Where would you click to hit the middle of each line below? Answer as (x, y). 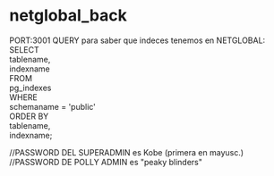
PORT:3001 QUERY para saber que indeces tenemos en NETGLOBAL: (137, 40)
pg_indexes (30, 88)
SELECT (24, 49)
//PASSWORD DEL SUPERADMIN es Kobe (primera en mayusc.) (127, 152)
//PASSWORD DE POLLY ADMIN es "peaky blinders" (106, 162)
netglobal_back (68, 16)
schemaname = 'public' (53, 106)
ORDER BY (29, 116)
